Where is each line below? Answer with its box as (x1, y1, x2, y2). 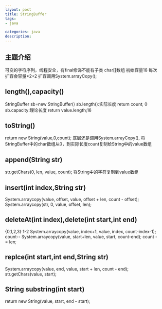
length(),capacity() (5, 88, 64, 96)
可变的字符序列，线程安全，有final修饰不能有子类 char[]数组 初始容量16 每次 (5, 67, 157, 73)
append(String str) (5, 155, 63, 164)
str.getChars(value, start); (5, 271, 57, 277)
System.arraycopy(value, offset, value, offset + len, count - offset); (5, 197, 139, 202)
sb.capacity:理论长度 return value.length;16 (5, 107, 91, 113)
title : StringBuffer (5, 12, 47, 17)
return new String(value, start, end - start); (5, 298, 90, 304)
